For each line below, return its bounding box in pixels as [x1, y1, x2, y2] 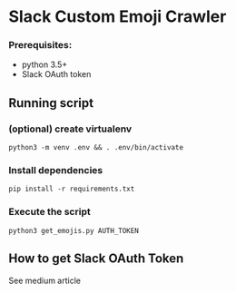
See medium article [8, 275, 81, 286]
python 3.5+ [21, 59, 68, 70]
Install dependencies [8, 164, 103, 177]
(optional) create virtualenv [8, 122, 133, 135]
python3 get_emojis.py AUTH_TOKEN [8, 226, 140, 235]
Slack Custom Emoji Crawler [8, 6, 227, 27]
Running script [8, 95, 94, 111]
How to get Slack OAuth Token [8, 251, 184, 267]
